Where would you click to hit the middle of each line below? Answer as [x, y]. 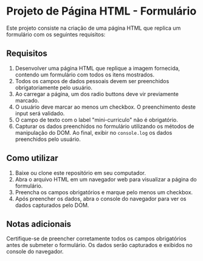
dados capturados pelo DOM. [52, 205]
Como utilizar [33, 158]
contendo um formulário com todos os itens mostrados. [85, 75]
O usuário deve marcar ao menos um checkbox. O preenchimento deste [105, 107]
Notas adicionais [39, 224]
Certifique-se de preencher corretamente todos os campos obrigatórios [96, 239]
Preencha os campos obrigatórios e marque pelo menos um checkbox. [104, 192]
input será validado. [40, 113]
